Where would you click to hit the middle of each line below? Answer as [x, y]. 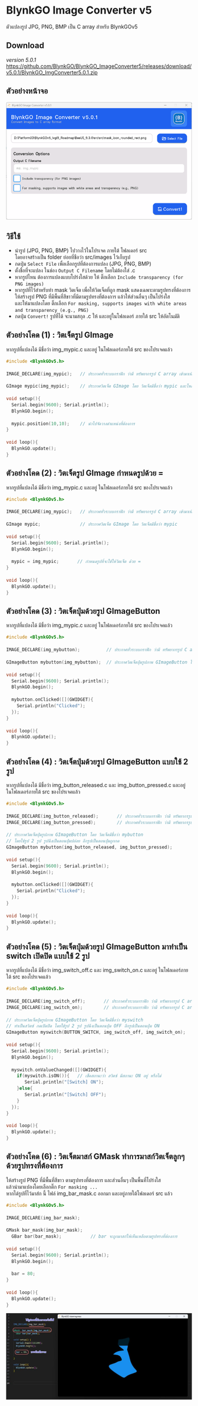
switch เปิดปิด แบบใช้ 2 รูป [48, 956]
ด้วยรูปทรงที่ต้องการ [35, 1166]
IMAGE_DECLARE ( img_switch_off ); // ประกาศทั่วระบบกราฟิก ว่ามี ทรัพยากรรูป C [95, 1001]
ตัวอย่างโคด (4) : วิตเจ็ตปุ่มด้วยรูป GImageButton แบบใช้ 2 [97, 762]
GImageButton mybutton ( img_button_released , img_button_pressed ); [89, 847]
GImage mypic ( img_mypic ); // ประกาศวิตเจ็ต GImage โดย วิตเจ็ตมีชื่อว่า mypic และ [96, 386]
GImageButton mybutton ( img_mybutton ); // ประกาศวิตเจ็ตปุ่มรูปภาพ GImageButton [97, 662]
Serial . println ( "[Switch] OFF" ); [66, 1095]
